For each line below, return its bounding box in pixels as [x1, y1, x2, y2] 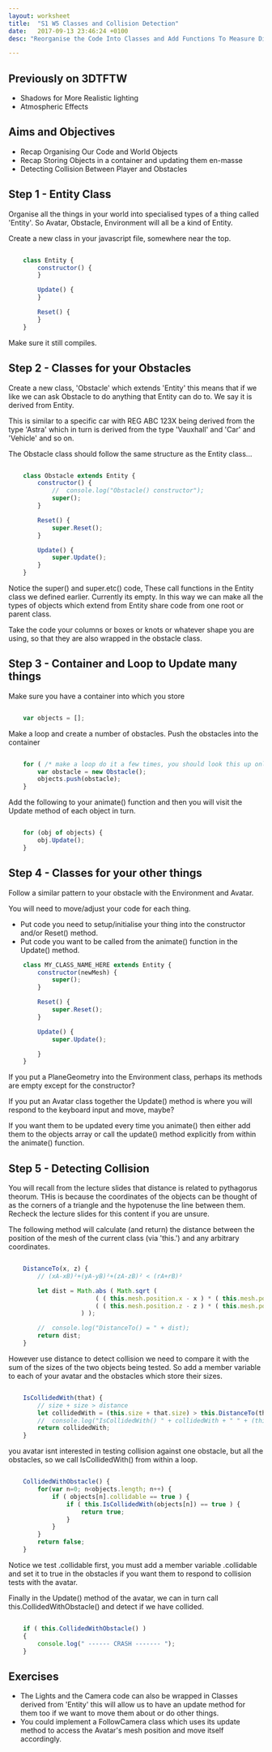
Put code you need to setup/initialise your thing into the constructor [19, 919, 246, 929]
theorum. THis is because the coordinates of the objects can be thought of [8, 1192, 257, 1201]
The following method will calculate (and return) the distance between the [8, 1225, 255, 1235]
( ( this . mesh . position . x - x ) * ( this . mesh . [95, 1295, 259, 1303]
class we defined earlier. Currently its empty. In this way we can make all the [8, 592, 264, 601]
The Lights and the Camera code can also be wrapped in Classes [19, 1691, 239, 1701]
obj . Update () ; [37, 836, 85, 844]
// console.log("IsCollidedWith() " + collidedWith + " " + [37, 1416, 249, 1424]
